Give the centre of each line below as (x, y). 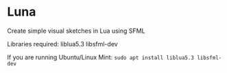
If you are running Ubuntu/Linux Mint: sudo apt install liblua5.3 (100, 57)
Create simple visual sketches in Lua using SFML (76, 31)
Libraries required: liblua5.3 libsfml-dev (62, 44)
